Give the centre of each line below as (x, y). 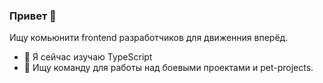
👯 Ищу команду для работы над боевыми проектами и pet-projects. (168, 68)
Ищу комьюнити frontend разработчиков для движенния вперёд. (149, 38)
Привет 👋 (33, 16)
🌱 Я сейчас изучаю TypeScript (88, 57)
